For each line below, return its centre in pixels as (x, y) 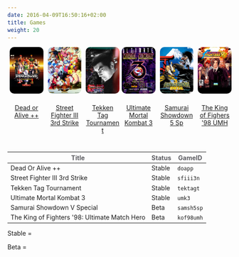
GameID (190, 158)
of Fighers (214, 115)
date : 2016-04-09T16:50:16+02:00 (57, 15)
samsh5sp (190, 208)
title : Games (27, 22)
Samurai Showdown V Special (54, 208)
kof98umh (190, 218)
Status (162, 158)
